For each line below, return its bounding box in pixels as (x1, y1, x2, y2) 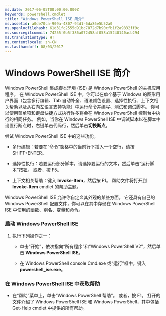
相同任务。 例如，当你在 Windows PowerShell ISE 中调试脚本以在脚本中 (13, 116, 161, 122)
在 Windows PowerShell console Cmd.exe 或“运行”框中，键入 (19, 260, 146, 266)
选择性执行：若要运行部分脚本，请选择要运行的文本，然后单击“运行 (12, 160, 150, 166)
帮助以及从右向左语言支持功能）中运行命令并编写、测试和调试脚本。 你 (9, 103, 155, 110)
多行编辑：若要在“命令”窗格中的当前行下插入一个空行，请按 (12, 143, 135, 150)
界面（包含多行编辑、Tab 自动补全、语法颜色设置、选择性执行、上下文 (9, 97, 154, 103)
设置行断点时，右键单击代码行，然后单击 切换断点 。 (5, 122, 110, 128)
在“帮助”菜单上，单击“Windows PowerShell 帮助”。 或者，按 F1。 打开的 (12, 293, 161, 299)
